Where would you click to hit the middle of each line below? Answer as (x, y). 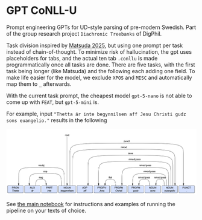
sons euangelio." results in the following (57, 120)
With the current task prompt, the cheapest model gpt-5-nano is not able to (99, 95)
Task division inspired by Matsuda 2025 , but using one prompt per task (94, 45)
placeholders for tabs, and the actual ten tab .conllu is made (82, 58)
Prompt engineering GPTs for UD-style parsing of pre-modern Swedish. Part (101, 27)
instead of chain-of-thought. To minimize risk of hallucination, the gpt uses (99, 51)
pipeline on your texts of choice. (46, 211)
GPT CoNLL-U (42, 11)
